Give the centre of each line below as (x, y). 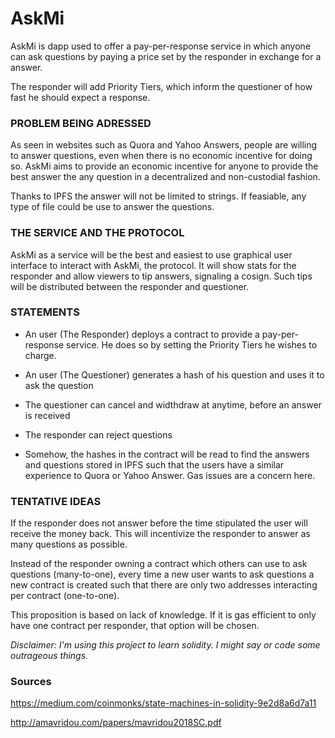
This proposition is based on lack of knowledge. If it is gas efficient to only (163, 615)
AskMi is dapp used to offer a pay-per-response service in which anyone (161, 46)
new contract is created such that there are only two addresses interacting (164, 585)
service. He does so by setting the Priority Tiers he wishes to (192, 344)
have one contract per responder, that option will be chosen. (135, 626)
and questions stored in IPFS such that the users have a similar (154, 464)
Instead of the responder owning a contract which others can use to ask (159, 564)
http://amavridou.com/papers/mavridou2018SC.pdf (116, 723)
